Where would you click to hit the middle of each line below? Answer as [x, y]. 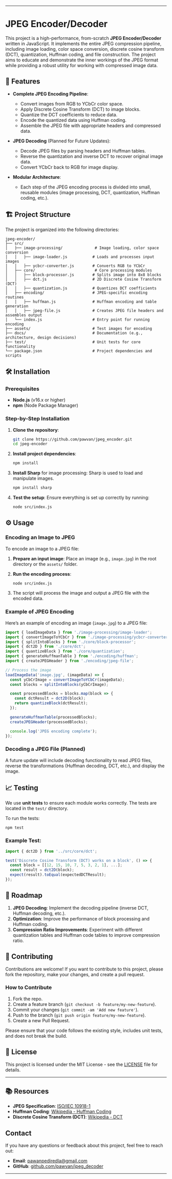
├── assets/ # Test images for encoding [79, 328]
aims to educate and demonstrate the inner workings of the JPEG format [82, 60]
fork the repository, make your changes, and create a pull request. [75, 974]
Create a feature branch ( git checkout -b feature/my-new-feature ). [84, 1004]
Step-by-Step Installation [38, 419]
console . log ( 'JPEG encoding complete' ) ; [53, 731]
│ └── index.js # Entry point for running [78, 320]
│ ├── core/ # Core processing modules [79, 270]
